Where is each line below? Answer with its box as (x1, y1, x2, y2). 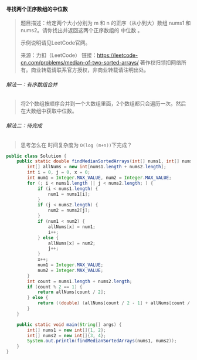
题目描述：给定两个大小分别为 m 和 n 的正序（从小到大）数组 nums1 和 (20, 19, 191, 26)
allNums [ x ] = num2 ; (47, 240, 96, 246)
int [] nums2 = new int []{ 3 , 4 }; (27, 332, 107, 338)
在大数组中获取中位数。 (20, 107, 77, 114)
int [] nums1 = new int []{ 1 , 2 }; (27, 327, 107, 333)
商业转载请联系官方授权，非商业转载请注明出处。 (30, 66, 150, 73)
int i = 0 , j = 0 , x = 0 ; (27, 169, 91, 175)
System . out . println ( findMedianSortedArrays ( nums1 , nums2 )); (27, 338, 177, 344)
